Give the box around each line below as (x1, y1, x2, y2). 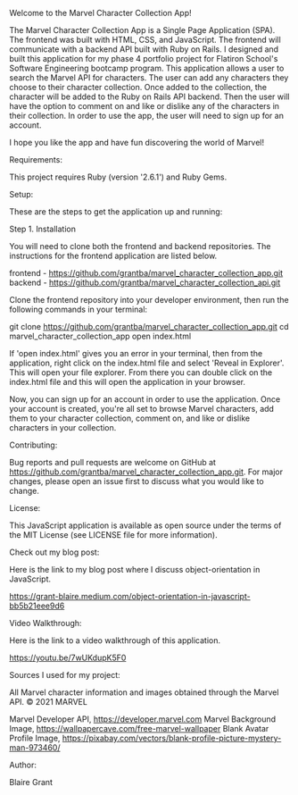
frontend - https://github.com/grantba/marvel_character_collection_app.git (9, 268, 284, 278)
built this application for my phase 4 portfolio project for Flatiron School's (9, 54, 278, 63)
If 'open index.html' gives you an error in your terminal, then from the (9, 348, 263, 358)
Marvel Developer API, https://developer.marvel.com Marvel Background (9, 714, 277, 724)
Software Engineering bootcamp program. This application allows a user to (9, 63, 285, 73)
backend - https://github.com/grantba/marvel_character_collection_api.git (9, 277, 281, 288)
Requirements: (9, 155, 62, 164)
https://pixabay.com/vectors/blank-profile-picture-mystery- (62, 732, 282, 743)
